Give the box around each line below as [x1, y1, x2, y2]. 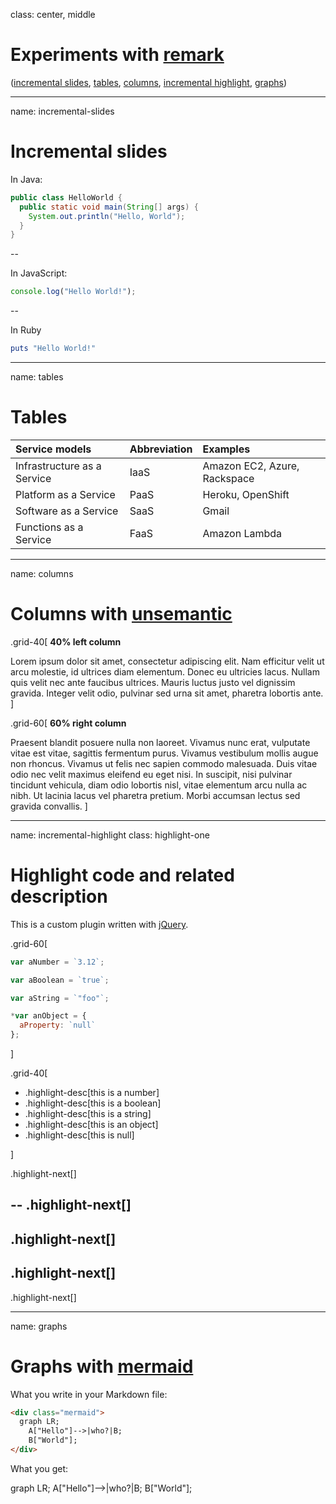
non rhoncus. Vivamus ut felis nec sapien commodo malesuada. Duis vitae [10, 757, 318, 769]
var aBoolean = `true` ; [10, 975, 110, 985]
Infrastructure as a [15, 459, 102, 473]
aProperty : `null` [19, 1020, 97, 1031]
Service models [15, 442, 92, 456]
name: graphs [10, 1320, 68, 1332]
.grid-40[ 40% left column [10, 635, 122, 648]
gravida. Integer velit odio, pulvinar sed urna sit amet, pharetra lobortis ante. [10, 687, 324, 699]
